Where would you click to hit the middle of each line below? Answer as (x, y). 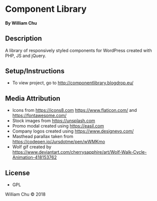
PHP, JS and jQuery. (26, 56)
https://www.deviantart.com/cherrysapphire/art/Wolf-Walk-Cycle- (79, 152)
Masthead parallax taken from (43, 136)
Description (23, 39)
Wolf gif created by (32, 147)
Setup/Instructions (35, 71)
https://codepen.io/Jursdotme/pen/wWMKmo (59, 142)
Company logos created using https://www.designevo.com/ (73, 131)
